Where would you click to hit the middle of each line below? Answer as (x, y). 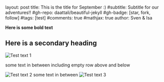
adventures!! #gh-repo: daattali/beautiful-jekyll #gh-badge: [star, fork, (78, 12)
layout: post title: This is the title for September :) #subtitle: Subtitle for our (82, 7)
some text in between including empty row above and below (68, 65)
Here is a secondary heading (51, 43)
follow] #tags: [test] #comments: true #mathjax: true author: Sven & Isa (79, 18)
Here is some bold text (29, 27)
